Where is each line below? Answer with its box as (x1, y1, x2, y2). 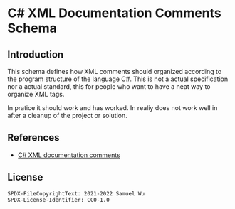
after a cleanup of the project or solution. (7, 112, 128, 119)
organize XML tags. (7, 90, 65, 98)
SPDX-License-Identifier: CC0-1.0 (7, 196, 110, 203)
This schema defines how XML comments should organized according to (7, 68, 222, 75)
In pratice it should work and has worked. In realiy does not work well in (7, 104, 218, 112)
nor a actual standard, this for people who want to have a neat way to (7, 82, 211, 90)
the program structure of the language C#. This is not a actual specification (7, 75, 229, 83)
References (7, 132, 60, 144)
